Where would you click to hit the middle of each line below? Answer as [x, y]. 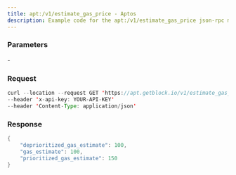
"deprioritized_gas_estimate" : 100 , [74, 145]
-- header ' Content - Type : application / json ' [72, 106]
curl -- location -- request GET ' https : [66, 93]
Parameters [27, 45]
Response [25, 124]
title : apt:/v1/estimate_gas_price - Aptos [72, 14]
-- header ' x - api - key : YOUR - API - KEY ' [61, 99]
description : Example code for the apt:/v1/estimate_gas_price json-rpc [116, 20]
